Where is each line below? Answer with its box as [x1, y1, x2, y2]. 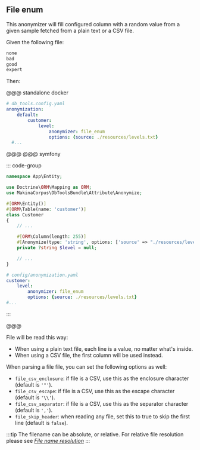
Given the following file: [6, 38, 64, 45]
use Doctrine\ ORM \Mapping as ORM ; [6, 185, 92, 191]
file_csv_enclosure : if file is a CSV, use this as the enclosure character [14, 375, 189, 382]
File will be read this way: [6, 333, 68, 341]
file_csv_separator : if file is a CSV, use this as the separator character [14, 400, 189, 407]
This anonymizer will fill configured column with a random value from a [6, 20, 180, 27]
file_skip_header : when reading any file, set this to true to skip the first [14, 412, 190, 420]
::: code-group [6, 162, 42, 169]
